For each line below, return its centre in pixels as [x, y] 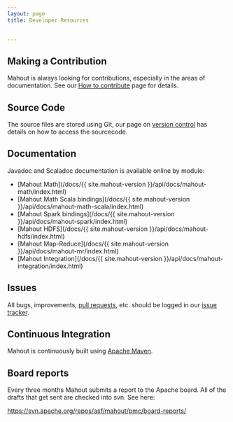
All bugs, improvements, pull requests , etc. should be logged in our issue [112, 304]
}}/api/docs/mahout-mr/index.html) [68, 251]
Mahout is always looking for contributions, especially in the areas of [106, 78]
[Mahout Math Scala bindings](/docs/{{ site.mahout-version [104, 199]
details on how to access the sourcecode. [68, 132]
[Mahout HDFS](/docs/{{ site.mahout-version [83, 229]
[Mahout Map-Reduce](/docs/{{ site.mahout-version [93, 244]
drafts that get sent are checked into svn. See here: [81, 398]
